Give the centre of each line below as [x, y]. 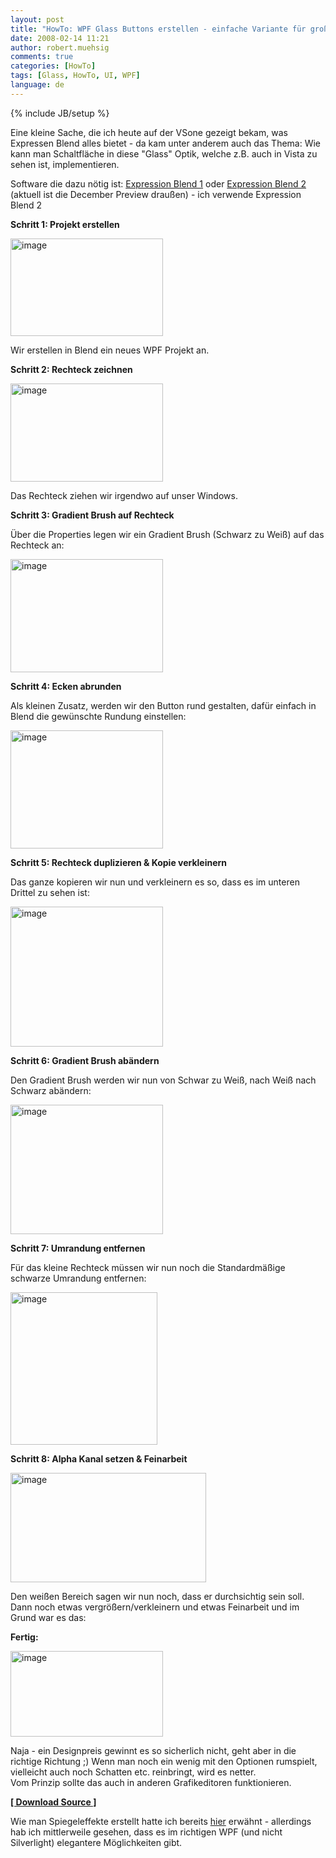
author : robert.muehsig [60, 47]
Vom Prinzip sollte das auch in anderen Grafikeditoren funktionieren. [151, 1782]
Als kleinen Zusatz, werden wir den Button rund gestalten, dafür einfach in [163, 705]
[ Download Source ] [53, 1802]
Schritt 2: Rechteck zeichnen [71, 369]
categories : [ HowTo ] [53, 66]
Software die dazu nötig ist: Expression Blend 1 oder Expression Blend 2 [158, 183]
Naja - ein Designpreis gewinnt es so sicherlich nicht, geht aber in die [153, 1750]
